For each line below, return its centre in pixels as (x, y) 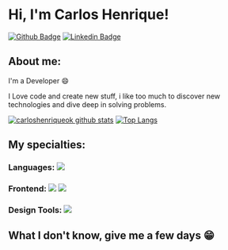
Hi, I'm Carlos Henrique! (89, 15)
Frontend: (28, 188)
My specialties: (47, 145)
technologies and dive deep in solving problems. (87, 104)
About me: (35, 62)
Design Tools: (35, 210)
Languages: (32, 167)
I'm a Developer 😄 (39, 80)
